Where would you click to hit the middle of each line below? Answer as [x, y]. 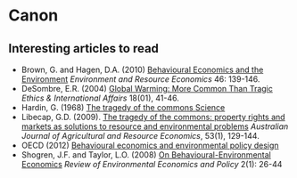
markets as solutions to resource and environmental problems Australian [155, 126]
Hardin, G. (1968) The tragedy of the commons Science [123, 107]
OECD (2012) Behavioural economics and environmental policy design [150, 145]
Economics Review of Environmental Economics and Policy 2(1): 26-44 [152, 164]
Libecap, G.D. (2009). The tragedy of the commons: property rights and [153, 117]
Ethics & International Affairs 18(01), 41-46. [100, 98]
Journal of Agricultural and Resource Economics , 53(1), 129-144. [140, 136]
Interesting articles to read [84, 49]
